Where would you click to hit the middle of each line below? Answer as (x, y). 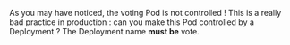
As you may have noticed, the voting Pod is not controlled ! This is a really (145, 13)
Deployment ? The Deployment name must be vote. (104, 31)
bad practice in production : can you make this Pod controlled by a (132, 22)
